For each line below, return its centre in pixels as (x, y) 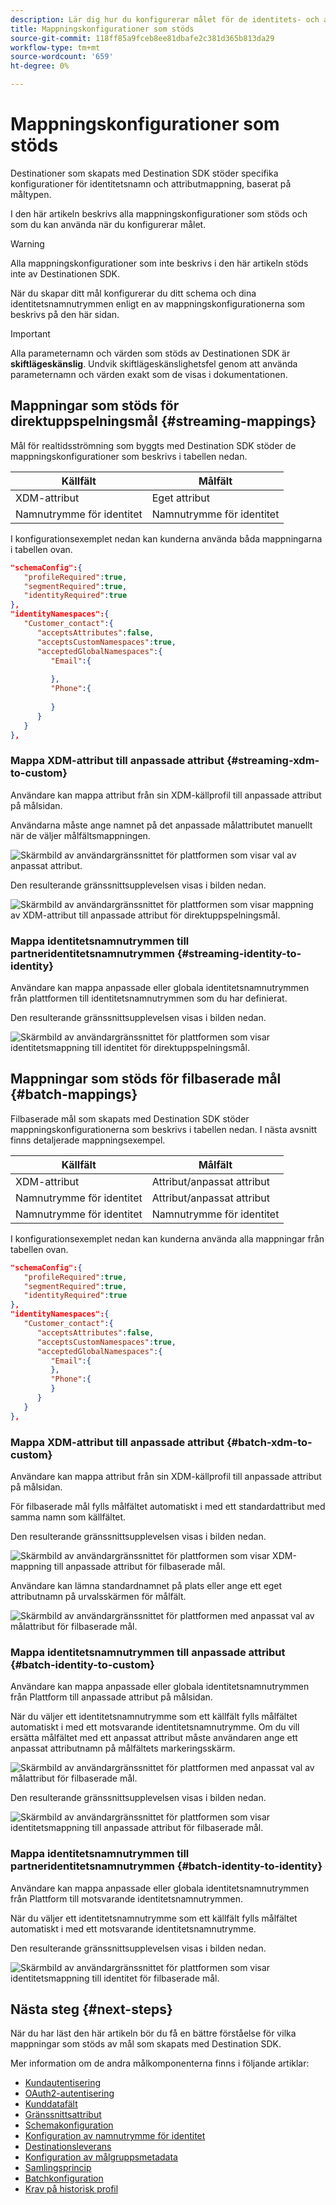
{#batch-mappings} (74, 1094)
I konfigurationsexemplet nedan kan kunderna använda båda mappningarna (166, 538)
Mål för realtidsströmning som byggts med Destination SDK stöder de (153, 445)
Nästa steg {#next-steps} (91, 2009)
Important (30, 333)
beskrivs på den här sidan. (65, 314)
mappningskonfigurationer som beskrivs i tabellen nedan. (129, 456)
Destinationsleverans (68, 2147)
